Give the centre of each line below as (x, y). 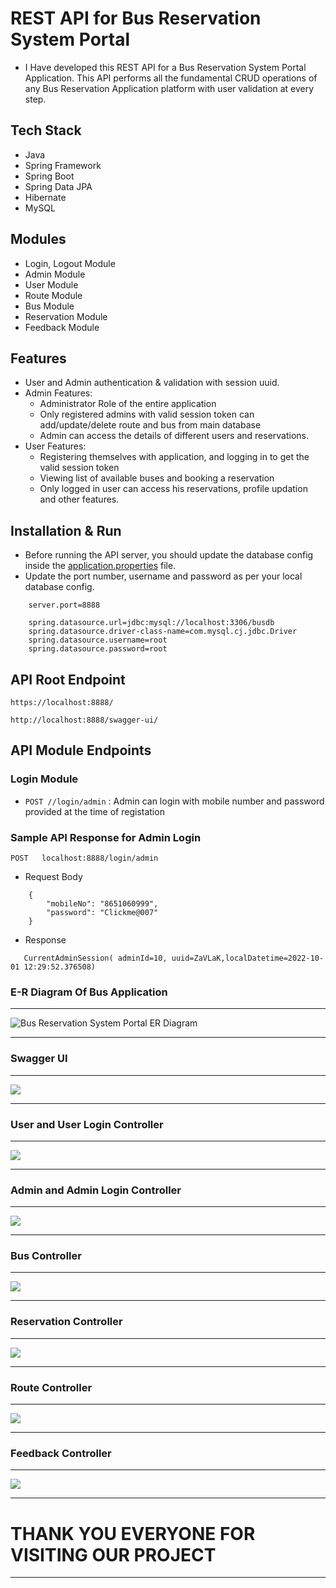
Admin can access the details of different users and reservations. (174, 436)
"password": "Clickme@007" (102, 912)
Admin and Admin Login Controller (96, 1190)
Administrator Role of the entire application (128, 404)
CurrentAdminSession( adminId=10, (95, 958)
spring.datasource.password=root (98, 649)
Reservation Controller (66, 1322)
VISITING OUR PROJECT (113, 1554)
